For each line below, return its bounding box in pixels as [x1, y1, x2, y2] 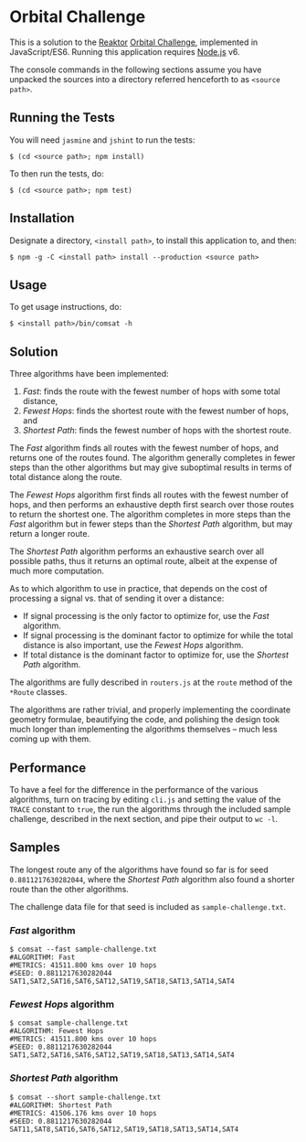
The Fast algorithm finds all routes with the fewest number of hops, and [9, 443, 279, 454]
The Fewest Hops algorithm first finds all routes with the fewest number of [9, 489, 290, 500]
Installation [9, 210, 75, 226]
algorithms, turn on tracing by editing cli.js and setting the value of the [9, 794, 281, 805]
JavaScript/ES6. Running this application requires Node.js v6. [9, 46, 240, 57]
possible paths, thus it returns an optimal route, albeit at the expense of [9, 556, 279, 567]
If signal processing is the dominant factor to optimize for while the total [22, 630, 294, 641]
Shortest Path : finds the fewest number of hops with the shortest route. [22, 425, 292, 436]
